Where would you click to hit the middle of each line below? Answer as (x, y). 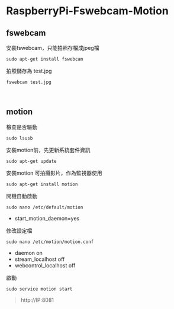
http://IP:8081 (37, 300)
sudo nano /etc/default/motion (45, 207)
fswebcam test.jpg (29, 82)
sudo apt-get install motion (42, 184)
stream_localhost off (40, 259)
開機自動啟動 (22, 196)
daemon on (28, 253)
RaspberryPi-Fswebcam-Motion (87, 11)
